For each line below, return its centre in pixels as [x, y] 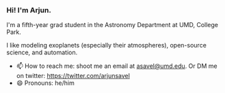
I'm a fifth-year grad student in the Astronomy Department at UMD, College [112, 25]
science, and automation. [42, 52]
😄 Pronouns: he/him [45, 83]
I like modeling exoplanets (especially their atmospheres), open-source [106, 45]
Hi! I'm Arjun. [29, 10]
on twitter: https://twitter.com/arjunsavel [73, 76]
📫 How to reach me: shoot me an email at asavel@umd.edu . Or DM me [117, 66]
